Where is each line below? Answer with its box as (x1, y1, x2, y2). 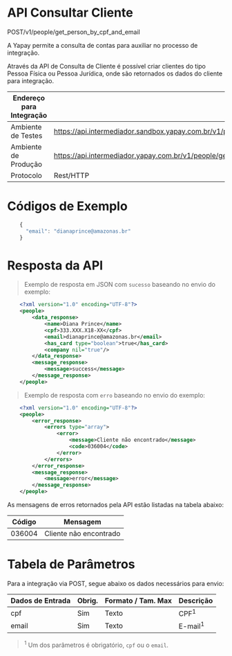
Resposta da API (7, 258, 104, 273)
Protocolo (10, 170, 43, 180)
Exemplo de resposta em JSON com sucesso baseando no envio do (23, 281, 216, 289)
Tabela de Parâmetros (7, 556, 136, 572)
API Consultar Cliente (7, 5, 133, 21)
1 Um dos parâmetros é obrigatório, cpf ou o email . (23, 639, 169, 649)
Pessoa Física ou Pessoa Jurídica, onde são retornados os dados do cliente (7, 69, 223, 78)
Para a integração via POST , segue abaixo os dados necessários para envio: (7, 580, 224, 587)
